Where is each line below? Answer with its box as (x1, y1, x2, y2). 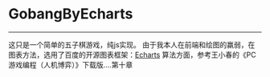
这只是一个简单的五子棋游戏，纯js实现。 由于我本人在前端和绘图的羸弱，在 (8, 39, 256, 49)
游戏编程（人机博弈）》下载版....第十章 (8, 59, 133, 69)
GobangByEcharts (8, 5, 133, 23)
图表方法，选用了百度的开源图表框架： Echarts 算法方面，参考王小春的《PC (8, 50, 256, 59)
